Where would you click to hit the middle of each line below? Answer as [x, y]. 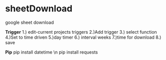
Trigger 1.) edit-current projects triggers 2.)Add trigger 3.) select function [81, 32]
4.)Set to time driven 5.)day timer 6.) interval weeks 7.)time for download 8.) [83, 37]
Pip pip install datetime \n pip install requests [52, 52]
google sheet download [30, 22]
